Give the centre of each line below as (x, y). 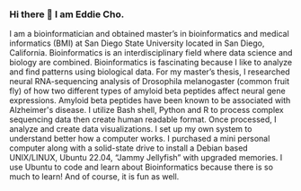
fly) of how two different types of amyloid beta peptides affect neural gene (147, 91)
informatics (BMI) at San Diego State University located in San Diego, (137, 43)
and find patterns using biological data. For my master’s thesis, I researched (150, 72)
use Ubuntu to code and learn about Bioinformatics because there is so (142, 167)
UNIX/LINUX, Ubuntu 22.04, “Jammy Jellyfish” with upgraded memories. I (146, 158)
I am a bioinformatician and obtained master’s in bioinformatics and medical (149, 34)
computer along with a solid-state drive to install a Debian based (129, 148)
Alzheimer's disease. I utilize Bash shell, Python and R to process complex (147, 110)
